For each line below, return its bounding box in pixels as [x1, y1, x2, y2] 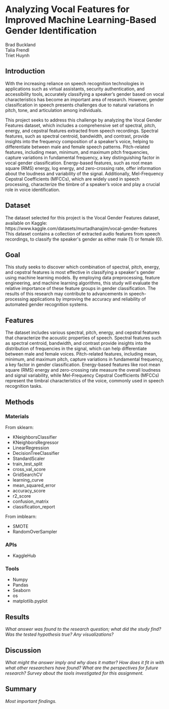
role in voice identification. [5, 187, 61, 193]
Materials [5, 412, 29, 420]
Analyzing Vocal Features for [5, 4, 130, 15]
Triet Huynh [5, 52, 30, 58]
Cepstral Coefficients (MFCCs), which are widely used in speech [5, 175, 140, 182]
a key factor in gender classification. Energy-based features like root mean [5, 362, 160, 368]
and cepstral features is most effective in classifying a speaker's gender [5, 269, 155, 275]
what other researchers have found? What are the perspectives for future [5, 665, 158, 671]
